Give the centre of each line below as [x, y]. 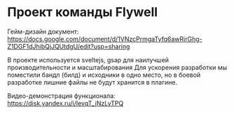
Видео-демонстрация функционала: [61, 96]
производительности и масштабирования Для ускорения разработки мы [117, 67]
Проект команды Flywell [83, 12]
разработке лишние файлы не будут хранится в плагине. [92, 82]
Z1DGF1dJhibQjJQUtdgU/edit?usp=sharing [69, 46]
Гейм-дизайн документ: [43, 31]
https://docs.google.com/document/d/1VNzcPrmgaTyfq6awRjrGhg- [105, 38]
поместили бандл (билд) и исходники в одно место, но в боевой [104, 75]
